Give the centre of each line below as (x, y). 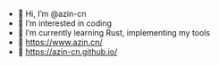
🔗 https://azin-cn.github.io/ (67, 52)
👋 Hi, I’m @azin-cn (52, 14)
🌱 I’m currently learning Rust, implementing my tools (114, 33)
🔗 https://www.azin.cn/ (60, 42)
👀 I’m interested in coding (65, 23)
